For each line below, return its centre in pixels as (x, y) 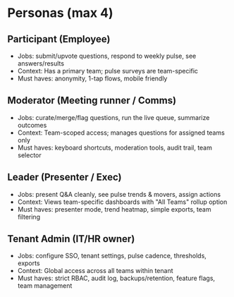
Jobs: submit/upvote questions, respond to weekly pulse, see (107, 56)
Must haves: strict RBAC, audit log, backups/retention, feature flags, (116, 278)
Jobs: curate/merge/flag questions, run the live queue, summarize (113, 117)
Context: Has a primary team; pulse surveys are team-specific (108, 71)
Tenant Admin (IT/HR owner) (71, 239)
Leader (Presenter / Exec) (64, 177)
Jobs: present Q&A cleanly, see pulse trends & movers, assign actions (119, 194)
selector (30, 155)
